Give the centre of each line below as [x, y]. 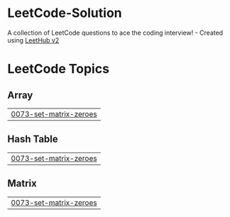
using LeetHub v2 [33, 40]
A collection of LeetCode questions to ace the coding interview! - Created [115, 33]
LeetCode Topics [59, 69]
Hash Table [33, 139]
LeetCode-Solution [65, 13]
